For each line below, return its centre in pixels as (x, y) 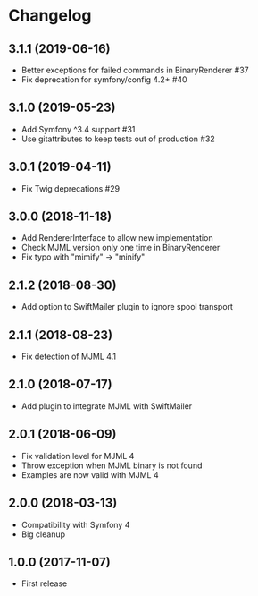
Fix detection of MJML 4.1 (69, 357)
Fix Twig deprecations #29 (71, 188)
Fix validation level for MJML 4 (78, 456)
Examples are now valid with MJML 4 (90, 474)
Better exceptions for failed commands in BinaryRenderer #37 (135, 70)
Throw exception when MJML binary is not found (112, 465)
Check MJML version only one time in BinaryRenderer (121, 248)
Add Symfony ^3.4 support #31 (78, 129)
